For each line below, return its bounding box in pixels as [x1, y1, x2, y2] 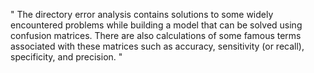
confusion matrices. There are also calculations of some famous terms [10, 30, 302, 41]
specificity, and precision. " [10, 51, 123, 63]
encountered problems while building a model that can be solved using [10, 19, 303, 31]
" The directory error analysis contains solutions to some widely [10, 9, 274, 20]
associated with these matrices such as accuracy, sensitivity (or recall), [10, 40, 305, 52]
